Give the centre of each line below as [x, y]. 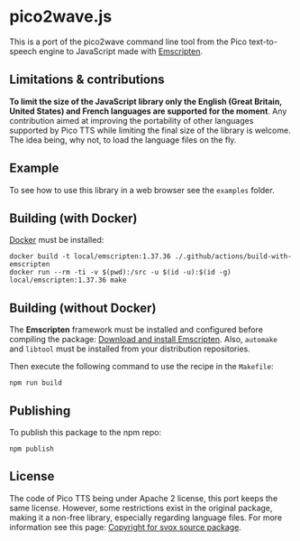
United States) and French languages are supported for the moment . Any [148, 111]
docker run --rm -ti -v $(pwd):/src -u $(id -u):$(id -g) [120, 273]
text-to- [263, 42]
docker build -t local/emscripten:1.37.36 [90, 257]
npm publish [32, 449]
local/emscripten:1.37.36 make [68, 280]
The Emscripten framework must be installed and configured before [136, 330]
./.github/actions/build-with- [233, 257]
